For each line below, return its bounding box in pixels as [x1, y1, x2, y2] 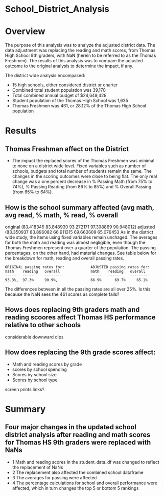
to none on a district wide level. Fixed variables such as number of [12, 163, 146, 169]
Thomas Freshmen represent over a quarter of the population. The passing [5, 244, 156, 251]
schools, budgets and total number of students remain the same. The [12, 168, 152, 174]
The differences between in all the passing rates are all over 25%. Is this [5, 286, 151, 292]
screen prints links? [5, 386, 45, 392]
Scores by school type [12, 377, 58, 383]
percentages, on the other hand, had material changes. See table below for [5, 250, 157, 256]
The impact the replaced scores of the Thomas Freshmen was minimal [12, 158, 155, 164]
